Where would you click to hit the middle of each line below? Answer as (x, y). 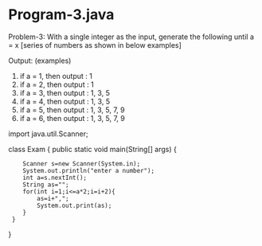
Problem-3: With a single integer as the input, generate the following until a (131, 37)
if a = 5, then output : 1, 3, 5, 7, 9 (72, 110)
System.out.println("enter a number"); (89, 170)
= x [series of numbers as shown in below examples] (95, 45)
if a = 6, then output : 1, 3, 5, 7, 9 (72, 118)
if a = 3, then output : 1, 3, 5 (65, 92)
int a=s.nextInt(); (55, 178)
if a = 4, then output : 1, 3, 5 (65, 101)
